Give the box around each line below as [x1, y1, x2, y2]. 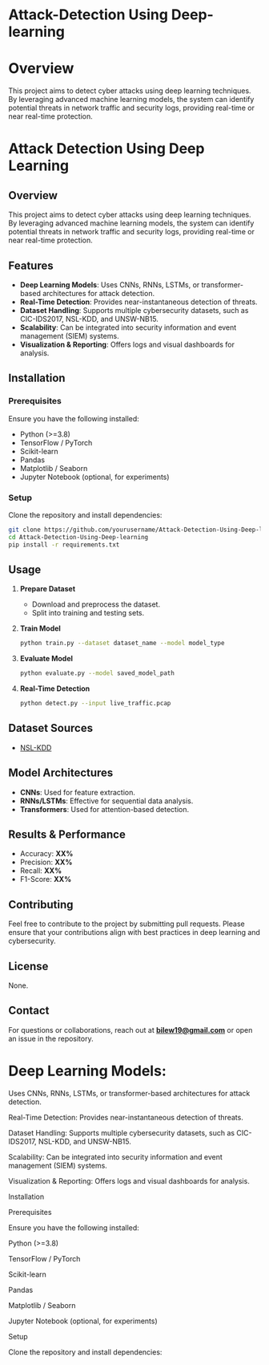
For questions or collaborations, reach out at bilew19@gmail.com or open [8, 1025, 253, 1034]
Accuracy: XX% [19, 849, 74, 859]
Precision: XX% [19, 857, 73, 867]
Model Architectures [8, 766, 114, 780]
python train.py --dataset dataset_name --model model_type [19, 640, 225, 648]
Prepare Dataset [19, 584, 76, 594]
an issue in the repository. [8, 1034, 94, 1043]
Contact [8, 1004, 50, 1018]
